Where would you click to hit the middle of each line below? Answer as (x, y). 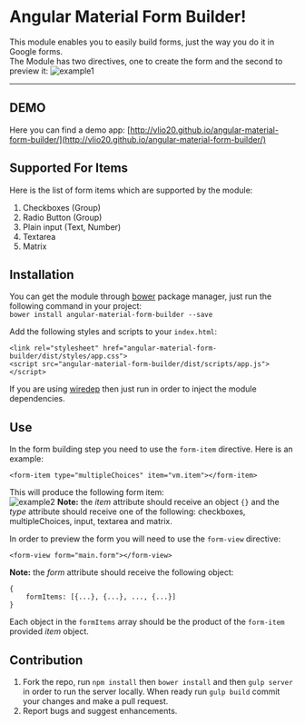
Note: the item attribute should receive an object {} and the (168, 502)
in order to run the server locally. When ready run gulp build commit (151, 691)
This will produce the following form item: (87, 492)
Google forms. (36, 51)
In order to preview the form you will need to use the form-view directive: (145, 539)
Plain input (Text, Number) (72, 227)
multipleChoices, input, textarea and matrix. (91, 521)
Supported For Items (69, 169)
